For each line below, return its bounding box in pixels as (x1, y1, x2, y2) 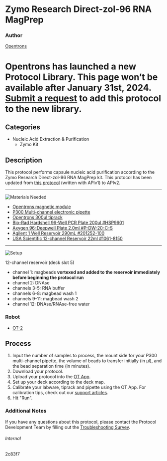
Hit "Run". (12, 395, 33, 401)
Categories (5, 123, 41, 132)
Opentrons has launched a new (5, 61, 137, 72)
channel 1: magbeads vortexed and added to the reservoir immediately (12, 269, 161, 275)
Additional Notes (5, 408, 47, 415)
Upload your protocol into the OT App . (12, 374, 91, 380)
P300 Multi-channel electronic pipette (12, 209, 90, 215)
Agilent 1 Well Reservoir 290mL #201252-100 (12, 230, 105, 236)
